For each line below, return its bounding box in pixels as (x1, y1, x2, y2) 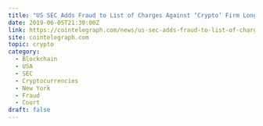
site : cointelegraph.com (8, 33, 89, 41)
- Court (15, 99, 41, 106)
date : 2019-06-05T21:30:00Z (8, 19, 100, 27)
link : (8, 26, 26, 34)
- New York (15, 84, 51, 92)
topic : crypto (8, 41, 55, 49)
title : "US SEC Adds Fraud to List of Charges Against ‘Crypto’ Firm (8, 11, 240, 20)
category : (8, 48, 41, 56)
